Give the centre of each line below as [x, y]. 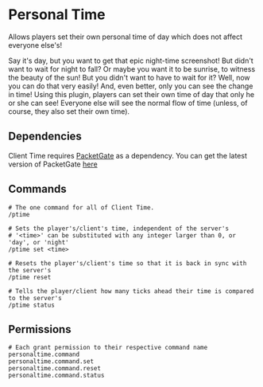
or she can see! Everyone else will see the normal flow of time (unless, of [128, 103]
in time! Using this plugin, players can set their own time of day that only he [131, 94]
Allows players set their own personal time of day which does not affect [125, 37]
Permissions [40, 329]
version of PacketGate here [53, 164]
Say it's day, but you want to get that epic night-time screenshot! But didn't [131, 61]
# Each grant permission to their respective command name [108, 348]
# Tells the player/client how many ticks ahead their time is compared [131, 291]
